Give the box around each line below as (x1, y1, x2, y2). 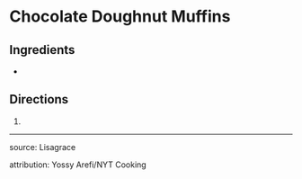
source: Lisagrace (9, 141, 76, 152)
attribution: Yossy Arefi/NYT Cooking (9, 159, 147, 170)
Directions (9, 92, 69, 107)
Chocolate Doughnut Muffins (9, 6, 231, 27)
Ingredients (9, 42, 75, 58)
